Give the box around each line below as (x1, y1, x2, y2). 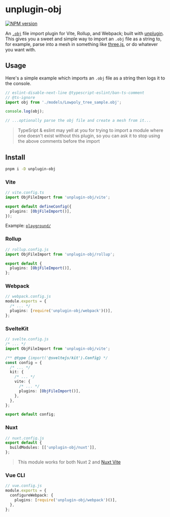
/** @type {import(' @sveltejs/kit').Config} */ (5, 355, 108, 360)
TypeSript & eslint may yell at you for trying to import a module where (17, 127, 164, 134)
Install (5, 153, 25, 162)
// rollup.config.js (5, 247, 49, 252)
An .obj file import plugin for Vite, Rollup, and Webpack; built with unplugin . (5, 30, 164, 36)
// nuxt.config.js (5, 435, 44, 441)
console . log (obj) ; (5, 109, 44, 114)
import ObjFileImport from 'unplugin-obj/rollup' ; (5, 251, 115, 257)
